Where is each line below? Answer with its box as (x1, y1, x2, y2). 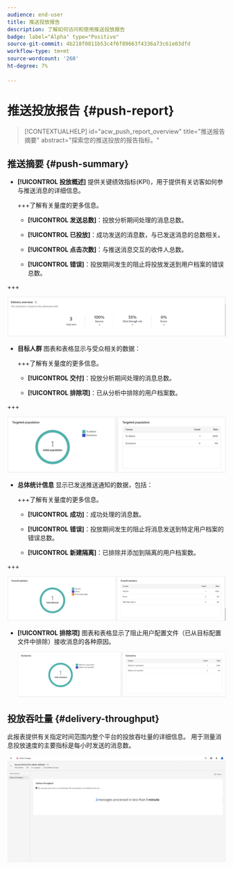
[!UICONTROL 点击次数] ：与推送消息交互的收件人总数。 (27, 245, 188, 254)
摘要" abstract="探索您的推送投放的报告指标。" (24, 135, 159, 144)
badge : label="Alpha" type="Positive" (7, 33, 119, 40)
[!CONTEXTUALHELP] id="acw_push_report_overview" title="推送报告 (24, 127, 225, 135)
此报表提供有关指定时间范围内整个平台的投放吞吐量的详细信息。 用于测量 (7, 733, 216, 741)
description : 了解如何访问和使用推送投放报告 (7, 26, 126, 33)
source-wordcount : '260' (7, 56, 79, 63)
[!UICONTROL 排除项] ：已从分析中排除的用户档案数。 (27, 388, 182, 397)
